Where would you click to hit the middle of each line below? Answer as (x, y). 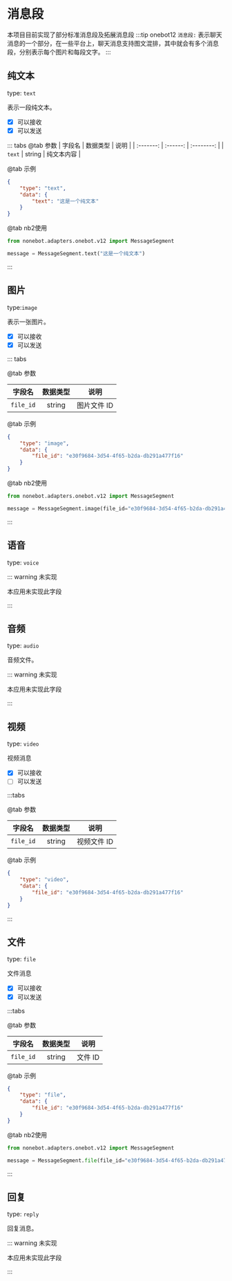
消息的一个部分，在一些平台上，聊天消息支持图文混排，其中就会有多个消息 (113, 43)
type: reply (23, 1214)
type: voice (23, 562)
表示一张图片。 (28, 322)
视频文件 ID (95, 842)
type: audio (23, 646)
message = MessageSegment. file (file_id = (66, 1160)
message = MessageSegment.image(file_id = (68, 508)
